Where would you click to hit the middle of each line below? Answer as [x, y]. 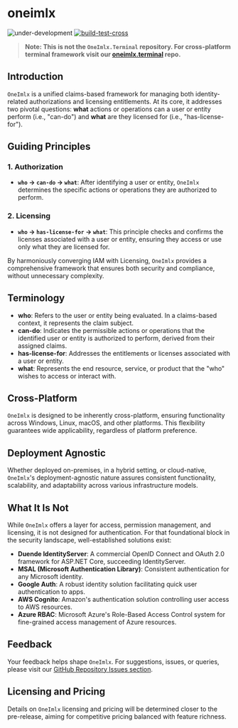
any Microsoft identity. [50, 576]
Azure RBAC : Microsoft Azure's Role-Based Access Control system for [121, 614]
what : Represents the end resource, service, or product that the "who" [121, 368]
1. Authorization [36, 167]
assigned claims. [42, 345]
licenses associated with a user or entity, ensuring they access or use [120, 239]
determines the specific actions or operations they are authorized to [117, 190]
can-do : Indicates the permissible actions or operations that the [111, 330]
